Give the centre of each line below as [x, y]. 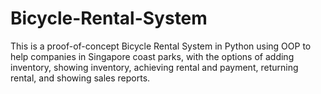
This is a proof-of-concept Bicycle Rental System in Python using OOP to [161, 46]
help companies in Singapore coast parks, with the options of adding [152, 56]
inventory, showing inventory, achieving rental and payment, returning [154, 67]
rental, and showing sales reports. [80, 78]
